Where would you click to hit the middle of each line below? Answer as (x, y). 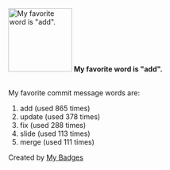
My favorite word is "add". (118, 69)
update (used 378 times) (60, 117)
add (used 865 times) (55, 108)
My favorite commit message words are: (74, 93)
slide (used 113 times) (55, 133)
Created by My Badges (46, 157)
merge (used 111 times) (57, 142)
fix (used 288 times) (53, 125)
